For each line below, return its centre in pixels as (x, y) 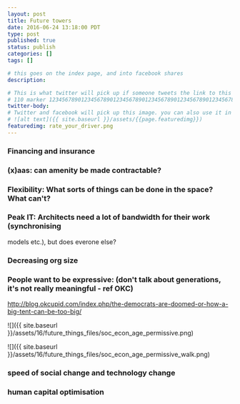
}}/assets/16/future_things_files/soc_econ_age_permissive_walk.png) (109, 355)
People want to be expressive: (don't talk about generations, (114, 279)
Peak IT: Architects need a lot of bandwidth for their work (109, 217)
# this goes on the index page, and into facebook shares (95, 73)
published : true (31, 41)
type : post (24, 34)
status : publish (31, 47)
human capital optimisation (56, 392)
